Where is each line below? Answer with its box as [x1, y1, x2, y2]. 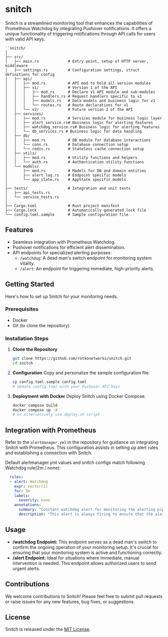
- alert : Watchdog [9, 479, 48, 484]
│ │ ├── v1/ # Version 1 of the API [5, 85, 117, 90]
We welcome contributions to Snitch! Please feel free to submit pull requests [5, 593, 162, 599]
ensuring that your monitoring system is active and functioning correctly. [12, 549, 162, 555]
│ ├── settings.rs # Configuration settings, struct [5, 68, 140, 73]
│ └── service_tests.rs [5, 194, 59, 200]
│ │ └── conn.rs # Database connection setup [5, 142, 128, 147]
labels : [14, 493, 30, 498]
